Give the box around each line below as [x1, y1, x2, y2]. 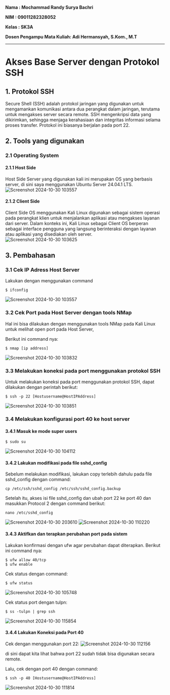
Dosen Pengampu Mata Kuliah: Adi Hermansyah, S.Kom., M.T [5, 34, 138, 40]
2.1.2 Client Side [5, 198, 40, 204]
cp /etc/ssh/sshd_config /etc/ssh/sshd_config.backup [5, 486, 121, 491]
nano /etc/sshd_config [5, 510, 53, 516]
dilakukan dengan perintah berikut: [5, 384, 78, 390]
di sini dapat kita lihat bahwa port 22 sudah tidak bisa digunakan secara [5, 650, 155, 656]
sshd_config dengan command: [5, 477, 71, 483]
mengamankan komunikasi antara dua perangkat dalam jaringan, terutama [5, 106, 160, 112]
